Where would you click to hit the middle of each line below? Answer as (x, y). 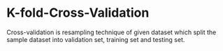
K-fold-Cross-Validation (78, 13)
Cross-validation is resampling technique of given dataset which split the (111, 32)
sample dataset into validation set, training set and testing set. (96, 39)
